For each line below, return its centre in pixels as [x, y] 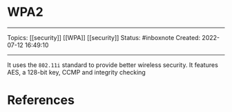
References [41, 100]
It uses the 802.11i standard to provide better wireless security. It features [113, 65]
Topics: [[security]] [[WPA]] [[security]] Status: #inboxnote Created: [104, 37]
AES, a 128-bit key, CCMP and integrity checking [77, 72]
